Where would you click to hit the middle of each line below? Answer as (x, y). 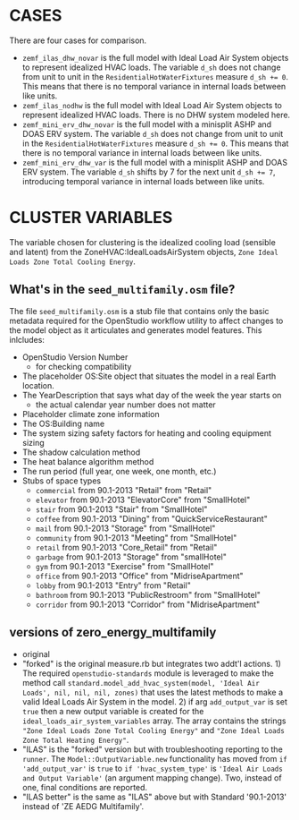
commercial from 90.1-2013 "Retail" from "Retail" (124, 490)
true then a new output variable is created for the (113, 711)
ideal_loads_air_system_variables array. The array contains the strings (154, 721)
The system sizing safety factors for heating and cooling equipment (147, 433)
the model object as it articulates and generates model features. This (136, 330)
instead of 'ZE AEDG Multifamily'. (83, 806)
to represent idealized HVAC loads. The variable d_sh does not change (151, 67)
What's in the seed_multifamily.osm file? (122, 290)
